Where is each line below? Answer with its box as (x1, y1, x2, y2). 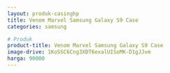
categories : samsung (7, 23, 68, 30)
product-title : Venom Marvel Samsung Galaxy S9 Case (7, 42, 164, 49)
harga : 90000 (7, 55, 45, 63)
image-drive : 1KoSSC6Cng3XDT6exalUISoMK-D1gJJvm (7, 49, 151, 56)
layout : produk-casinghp (7, 10, 79, 17)
